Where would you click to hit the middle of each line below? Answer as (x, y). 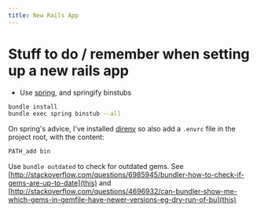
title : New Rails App (44, 15)
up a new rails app (69, 70)
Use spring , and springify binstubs (75, 92)
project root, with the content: (56, 137)
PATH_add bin (29, 152)
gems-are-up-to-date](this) (53, 183)
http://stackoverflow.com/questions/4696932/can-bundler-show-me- (124, 192)
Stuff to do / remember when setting (129, 54)
